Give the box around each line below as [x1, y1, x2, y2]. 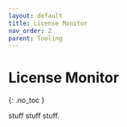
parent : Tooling [8, 34, 63, 43]
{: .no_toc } [8, 96, 45, 105]
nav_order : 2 [8, 27, 52, 35]
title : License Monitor [8, 19, 88, 27]
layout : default [8, 11, 63, 20]
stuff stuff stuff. [8, 111, 60, 121]
